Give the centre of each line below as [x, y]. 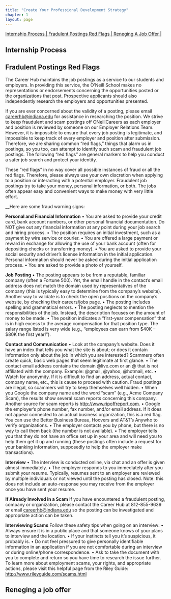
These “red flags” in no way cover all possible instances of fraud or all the [83, 169]
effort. [12, 196]
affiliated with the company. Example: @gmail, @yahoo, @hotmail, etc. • [81, 371]
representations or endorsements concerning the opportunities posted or [82, 90]
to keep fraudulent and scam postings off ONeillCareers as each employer [83, 122]
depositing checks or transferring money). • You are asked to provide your [83, 249]
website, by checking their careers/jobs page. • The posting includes [78, 302]
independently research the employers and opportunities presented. [77, 101]
